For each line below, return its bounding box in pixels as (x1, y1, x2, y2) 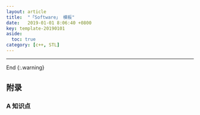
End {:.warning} (6, 64, 45, 71)
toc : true (11, 36, 36, 42)
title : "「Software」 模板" (6, 14, 75, 20)
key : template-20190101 (6, 25, 65, 32)
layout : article (6, 8, 46, 15)
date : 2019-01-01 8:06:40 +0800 (6, 20, 92, 26)
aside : (6, 31, 23, 37)
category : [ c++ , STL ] (6, 42, 60, 48)
